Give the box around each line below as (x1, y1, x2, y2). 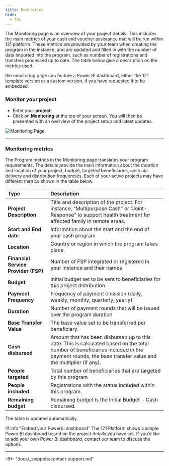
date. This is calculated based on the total (50, 340, 149, 347)
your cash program (50, 232, 96, 239)
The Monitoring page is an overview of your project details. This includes (5, 31, 157, 37)
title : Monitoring (5, 7, 44, 13)
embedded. (5, 83, 29, 89)
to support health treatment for (77, 211, 150, 218)
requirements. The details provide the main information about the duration (5, 162, 158, 168)
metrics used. (5, 63, 34, 69)
